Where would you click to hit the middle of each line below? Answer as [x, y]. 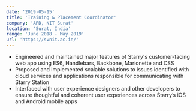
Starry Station [32, 82]
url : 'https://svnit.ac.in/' [43, 40]
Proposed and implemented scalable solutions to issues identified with [102, 69]
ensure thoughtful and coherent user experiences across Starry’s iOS [100, 95]
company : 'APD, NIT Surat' [40, 23]
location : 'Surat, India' [38, 28]
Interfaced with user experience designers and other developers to [98, 88]
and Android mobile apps [46, 101]
